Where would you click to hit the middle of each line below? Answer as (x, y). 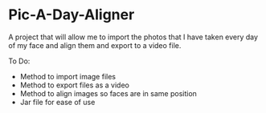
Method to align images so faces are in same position (108, 93)
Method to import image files (68, 76)
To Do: (19, 61)
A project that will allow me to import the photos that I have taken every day (133, 37)
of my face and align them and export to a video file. (95, 45)
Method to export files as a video (75, 85)
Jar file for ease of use (57, 102)
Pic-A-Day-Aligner (72, 15)
